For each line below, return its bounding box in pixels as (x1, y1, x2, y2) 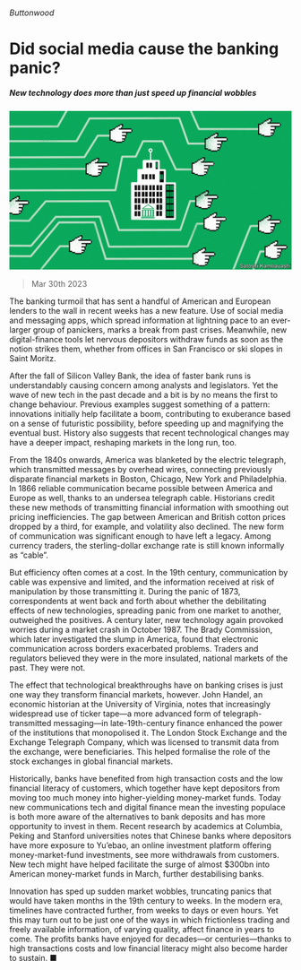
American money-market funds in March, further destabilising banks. (9, 869, 264, 879)
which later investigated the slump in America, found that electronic (9, 634, 259, 645)
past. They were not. (9, 663, 86, 673)
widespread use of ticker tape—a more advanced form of (9, 708, 221, 719)
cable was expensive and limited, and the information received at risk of (9, 576, 275, 587)
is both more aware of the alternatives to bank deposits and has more (9, 811, 266, 822)
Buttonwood (9, 7, 55, 18)
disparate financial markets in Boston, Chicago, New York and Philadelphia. (9, 473, 288, 484)
